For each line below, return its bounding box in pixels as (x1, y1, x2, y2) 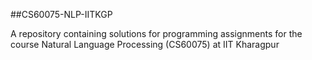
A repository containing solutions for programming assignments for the (10, 28, 303, 39)
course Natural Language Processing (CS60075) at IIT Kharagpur (10, 39, 280, 50)
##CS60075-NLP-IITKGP (10, 9, 113, 20)
